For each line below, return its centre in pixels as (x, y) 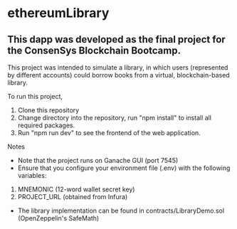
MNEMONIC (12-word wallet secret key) (76, 189)
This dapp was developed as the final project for (116, 39)
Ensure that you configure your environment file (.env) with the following (124, 168)
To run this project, (35, 96)
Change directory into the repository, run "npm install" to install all (115, 118)
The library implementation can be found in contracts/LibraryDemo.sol (121, 211)
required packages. (46, 125)
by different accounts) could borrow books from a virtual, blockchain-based (118, 75)
